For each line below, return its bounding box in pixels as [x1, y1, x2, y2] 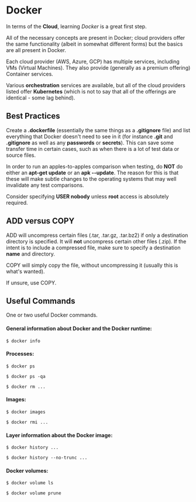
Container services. [6, 70, 54, 77]
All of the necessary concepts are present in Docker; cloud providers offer [6, 34, 185, 41]
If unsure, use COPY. [6, 279, 57, 286]
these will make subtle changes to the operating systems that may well [6, 175, 177, 182]
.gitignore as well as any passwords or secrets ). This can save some [6, 139, 174, 146]
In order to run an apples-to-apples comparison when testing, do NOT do [6, 163, 183, 170]
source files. [6, 152, 36, 159]
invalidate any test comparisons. [6, 181, 84, 188]
